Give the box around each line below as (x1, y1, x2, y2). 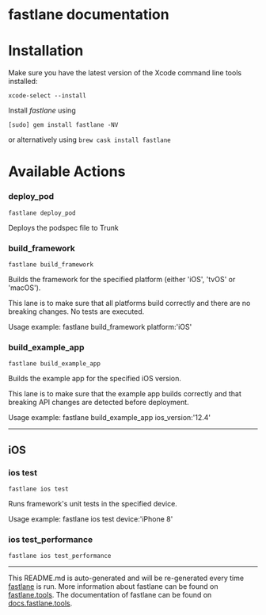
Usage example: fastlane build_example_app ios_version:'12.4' (8, 413, 211, 422)
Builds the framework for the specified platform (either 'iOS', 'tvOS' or (8, 274, 236, 284)
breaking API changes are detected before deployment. (8, 398, 189, 407)
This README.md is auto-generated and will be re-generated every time (8, 573, 244, 583)
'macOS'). (8, 283, 41, 292)
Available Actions (8, 162, 126, 181)
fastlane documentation (8, 6, 169, 24)
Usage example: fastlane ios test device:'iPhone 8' (8, 514, 173, 524)
